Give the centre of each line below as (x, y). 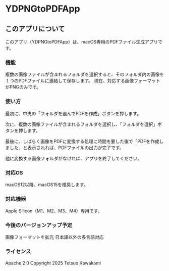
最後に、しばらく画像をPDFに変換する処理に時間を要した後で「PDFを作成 (82, 141)
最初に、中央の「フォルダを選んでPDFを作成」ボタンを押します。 (73, 113)
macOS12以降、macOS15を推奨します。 (47, 185)
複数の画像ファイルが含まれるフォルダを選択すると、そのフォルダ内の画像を (85, 74)
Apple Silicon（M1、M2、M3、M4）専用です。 (54, 211)
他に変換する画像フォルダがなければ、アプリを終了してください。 (74, 158)
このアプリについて (35, 29)
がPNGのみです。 (23, 87)
